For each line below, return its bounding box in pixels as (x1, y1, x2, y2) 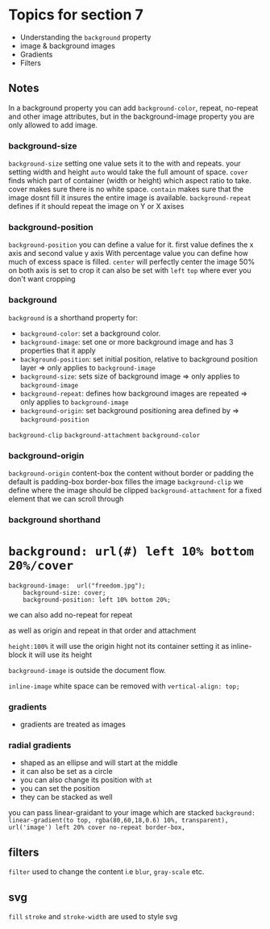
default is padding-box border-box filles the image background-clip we (8, 476, 244, 486)
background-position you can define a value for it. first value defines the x (8, 240, 254, 249)
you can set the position (19, 784, 101, 793)
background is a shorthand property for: (8, 312, 139, 322)
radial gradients (8, 740, 72, 751)
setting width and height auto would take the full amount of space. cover (8, 167, 248, 177)
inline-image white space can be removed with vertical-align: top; (8, 680, 240, 691)
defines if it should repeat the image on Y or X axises (8, 202, 185, 211)
